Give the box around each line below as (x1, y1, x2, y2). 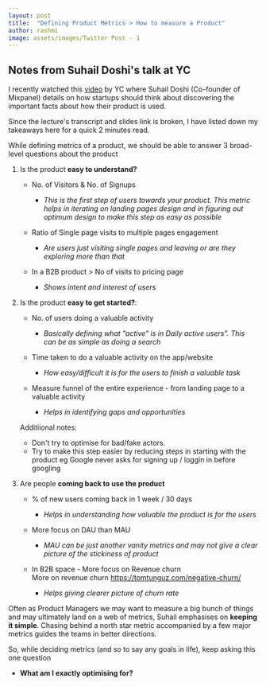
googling (31, 463, 61, 474)
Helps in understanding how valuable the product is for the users (43, 510, 256, 520)
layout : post (8, 11, 52, 20)
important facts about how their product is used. (8, 101, 167, 111)
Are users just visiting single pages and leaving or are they (43, 244, 237, 253)
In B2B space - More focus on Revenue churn (31, 564, 181, 574)
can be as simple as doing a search (43, 337, 161, 347)
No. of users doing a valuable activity (31, 314, 154, 323)
